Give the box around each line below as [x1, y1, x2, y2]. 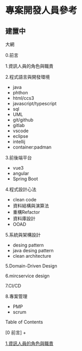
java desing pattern [12, 247, 54, 254]
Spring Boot [12, 176, 38, 182]
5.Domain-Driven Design [5, 263, 57, 269]
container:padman [12, 144, 52, 150]
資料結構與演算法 [12, 203, 49, 209]
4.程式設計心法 [5, 187, 37, 192]
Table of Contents [5, 319, 44, 325]
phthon [12, 90, 28, 95]
